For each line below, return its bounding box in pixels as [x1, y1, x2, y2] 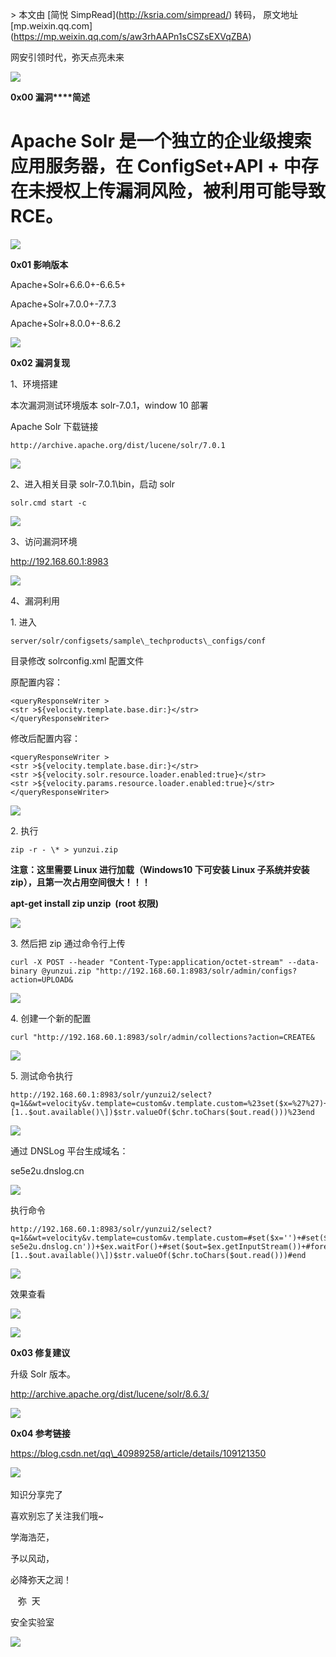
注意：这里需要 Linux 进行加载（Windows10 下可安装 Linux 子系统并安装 [10, 863, 310, 875]
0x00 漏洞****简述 [10, 91, 91, 103]
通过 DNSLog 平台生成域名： [10, 1144, 129, 1157]
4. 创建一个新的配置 [10, 1012, 92, 1024]
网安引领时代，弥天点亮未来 [10, 51, 125, 63]
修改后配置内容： [10, 732, 81, 744]
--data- [287, 957, 320, 967]
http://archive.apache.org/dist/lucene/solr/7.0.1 [10, 440, 226, 450]
